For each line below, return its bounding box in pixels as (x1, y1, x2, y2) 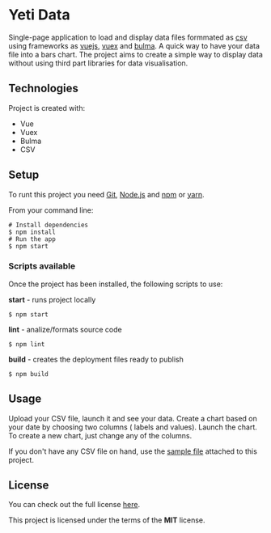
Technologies (8, 82, 79, 95)
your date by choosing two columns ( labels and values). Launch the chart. (8, 422, 257, 432)
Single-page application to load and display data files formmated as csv (8, 32, 248, 42)
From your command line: (8, 205, 94, 215)
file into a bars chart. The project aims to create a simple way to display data (8, 49, 263, 59)
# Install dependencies (8, 221, 89, 229)
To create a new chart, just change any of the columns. (8, 430, 193, 440)
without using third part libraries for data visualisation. (8, 58, 188, 68)
